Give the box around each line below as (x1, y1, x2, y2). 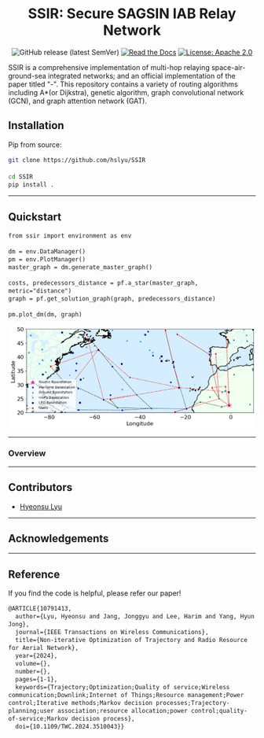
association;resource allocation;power (57, 707, 189, 715)
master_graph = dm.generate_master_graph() (8, 264, 153, 271)
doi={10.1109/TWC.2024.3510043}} (15, 723, 125, 731)
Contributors (8, 481, 73, 494)
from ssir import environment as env (8, 232, 132, 240)
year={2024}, (15, 652, 58, 660)
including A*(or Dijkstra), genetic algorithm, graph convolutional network (8, 87, 244, 97)
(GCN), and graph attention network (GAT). (8, 96, 148, 105)
